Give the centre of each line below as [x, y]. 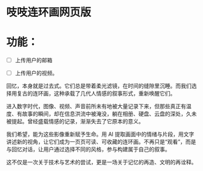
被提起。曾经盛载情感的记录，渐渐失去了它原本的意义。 [75, 121]
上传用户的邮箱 [34, 60]
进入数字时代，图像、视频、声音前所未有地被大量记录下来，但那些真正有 [96, 106]
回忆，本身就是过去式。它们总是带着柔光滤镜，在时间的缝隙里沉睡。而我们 [99, 86]
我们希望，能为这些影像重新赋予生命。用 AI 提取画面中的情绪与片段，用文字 [100, 134]
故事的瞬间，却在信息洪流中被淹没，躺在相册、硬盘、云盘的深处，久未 [109, 114]
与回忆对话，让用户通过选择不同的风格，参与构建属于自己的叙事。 [88, 149]
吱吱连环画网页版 [49, 12]
